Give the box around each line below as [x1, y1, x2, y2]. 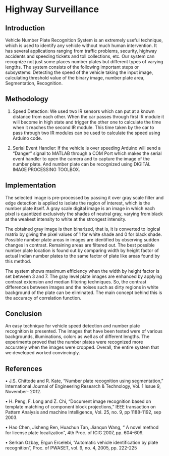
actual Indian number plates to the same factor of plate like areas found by [5, 253, 160, 259]
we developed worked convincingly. [5, 350, 80, 356]
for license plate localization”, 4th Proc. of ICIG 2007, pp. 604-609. [5, 430, 144, 436]
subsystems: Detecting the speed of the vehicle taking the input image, [5, 69, 153, 75]
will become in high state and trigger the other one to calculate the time [12, 119, 161, 125]
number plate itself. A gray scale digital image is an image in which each [5, 205, 155, 211]
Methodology [5, 95, 49, 103]
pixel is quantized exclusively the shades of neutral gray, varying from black [5, 211, 163, 217]
